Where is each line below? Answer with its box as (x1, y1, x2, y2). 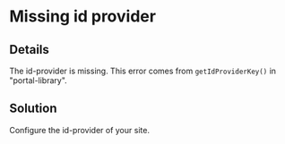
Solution (9, 101, 57, 116)
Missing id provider (9, 6, 157, 27)
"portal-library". (9, 75, 67, 86)
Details (9, 42, 49, 57)
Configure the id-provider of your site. (9, 124, 151, 135)
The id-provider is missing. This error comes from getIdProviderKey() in (9, 65, 276, 76)
